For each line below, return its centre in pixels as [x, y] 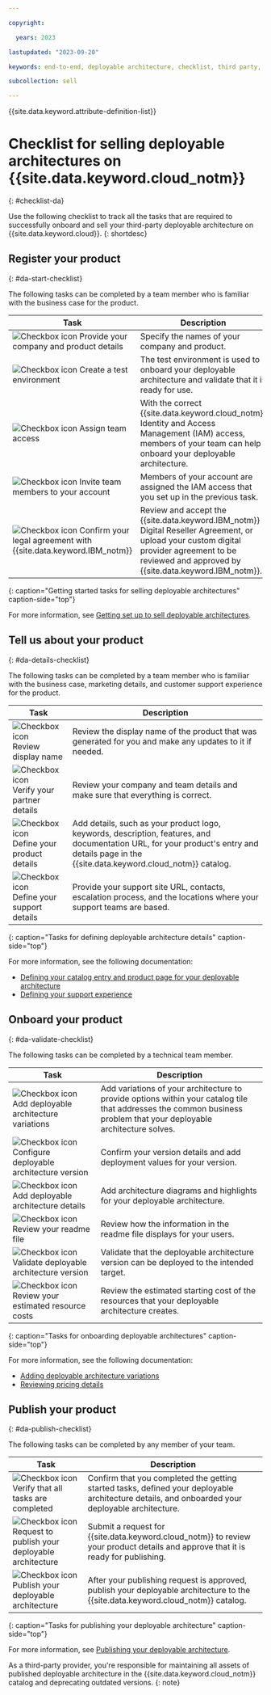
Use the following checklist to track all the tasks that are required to [121, 217]
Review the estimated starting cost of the [178, 1290]
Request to [33, 1532]
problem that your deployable [156, 1119]
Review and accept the [183, 510]
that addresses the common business [172, 1108]
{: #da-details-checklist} [49, 660]
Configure [31, 1152]
